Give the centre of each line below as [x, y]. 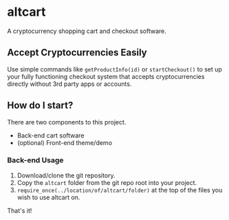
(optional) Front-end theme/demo [64, 142]
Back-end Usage [35, 160]
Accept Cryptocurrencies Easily [77, 53]
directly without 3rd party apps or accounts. [69, 84]
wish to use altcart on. [48, 197]
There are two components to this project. [67, 122]
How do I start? [40, 106]
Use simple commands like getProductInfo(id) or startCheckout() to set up [115, 69]
